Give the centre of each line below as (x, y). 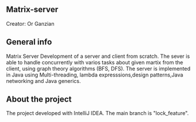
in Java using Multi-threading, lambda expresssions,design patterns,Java (95, 75)
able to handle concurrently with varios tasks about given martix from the (95, 62)
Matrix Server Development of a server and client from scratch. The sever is (98, 56)
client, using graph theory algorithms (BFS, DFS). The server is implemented (98, 68)
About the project (39, 100)
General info (29, 42)
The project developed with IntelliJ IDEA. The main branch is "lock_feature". (97, 113)
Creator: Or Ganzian (30, 23)
